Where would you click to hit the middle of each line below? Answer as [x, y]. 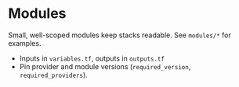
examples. [25, 43]
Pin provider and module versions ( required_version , [105, 66]
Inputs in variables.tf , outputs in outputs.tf [92, 58]
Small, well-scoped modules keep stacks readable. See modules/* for [119, 35]
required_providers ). [53, 75]
